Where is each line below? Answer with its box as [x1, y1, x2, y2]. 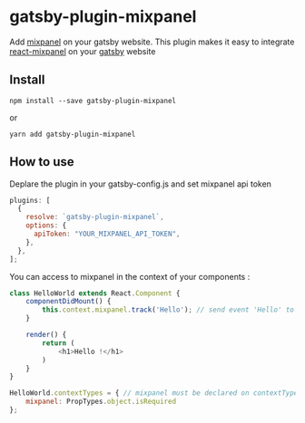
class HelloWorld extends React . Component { [9, 288, 181, 298]
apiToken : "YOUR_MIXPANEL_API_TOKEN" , [33, 229, 181, 239]
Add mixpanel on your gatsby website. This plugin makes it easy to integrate [9, 36, 295, 47]
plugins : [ [9, 196, 51, 205]
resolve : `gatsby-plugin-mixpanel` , [25, 213, 165, 222]
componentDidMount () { [25, 297, 112, 306]
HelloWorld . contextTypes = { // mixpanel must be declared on [9, 389, 250, 398]
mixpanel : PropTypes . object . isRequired [25, 397, 177, 407]
